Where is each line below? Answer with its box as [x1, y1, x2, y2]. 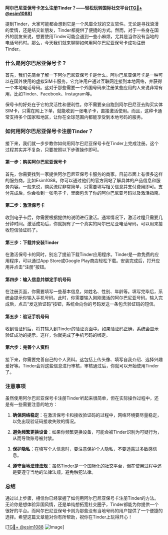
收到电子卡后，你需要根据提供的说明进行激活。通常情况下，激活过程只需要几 [5, 214, 163, 220]
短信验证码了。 [9, 227, 40, 233]
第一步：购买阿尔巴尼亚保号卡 [5, 159, 66, 165]
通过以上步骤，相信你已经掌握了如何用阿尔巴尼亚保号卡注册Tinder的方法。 [5, 495, 159, 501]
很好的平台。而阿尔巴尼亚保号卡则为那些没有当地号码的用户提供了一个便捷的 [5, 508, 163, 514]
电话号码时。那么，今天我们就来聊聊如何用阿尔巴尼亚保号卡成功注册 [5, 40, 145, 46]
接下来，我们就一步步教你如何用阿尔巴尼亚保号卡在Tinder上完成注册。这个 [5, 140, 159, 146]
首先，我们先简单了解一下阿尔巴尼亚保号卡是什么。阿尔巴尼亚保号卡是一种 [5, 72, 158, 78]
